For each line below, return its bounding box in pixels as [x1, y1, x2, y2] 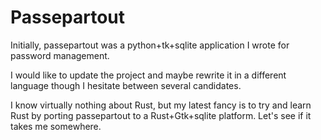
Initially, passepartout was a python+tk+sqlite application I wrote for [10, 39, 290, 51]
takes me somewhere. [10, 120, 102, 132]
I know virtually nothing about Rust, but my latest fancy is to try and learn [10, 99, 312, 111]
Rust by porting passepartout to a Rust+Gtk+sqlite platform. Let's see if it [10, 109, 312, 121]
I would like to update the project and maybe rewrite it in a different [10, 69, 287, 81]
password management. [10, 49, 110, 61]
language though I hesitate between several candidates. [10, 79, 242, 91]
